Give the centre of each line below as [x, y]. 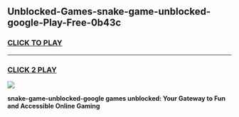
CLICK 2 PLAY [32, 69]
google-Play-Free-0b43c [64, 23]
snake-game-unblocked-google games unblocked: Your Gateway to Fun [117, 98]
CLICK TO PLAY [35, 43]
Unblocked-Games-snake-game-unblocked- [109, 12]
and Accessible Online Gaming [54, 106]
